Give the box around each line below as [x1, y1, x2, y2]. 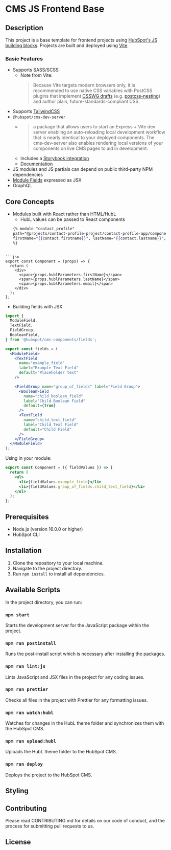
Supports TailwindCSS [12, 108, 60, 115]
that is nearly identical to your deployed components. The [33, 135, 155, 141]
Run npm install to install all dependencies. [12, 571, 105, 577]
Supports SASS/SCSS [12, 67, 59, 73]
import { [5, 313, 24, 319]
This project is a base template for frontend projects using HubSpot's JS [5, 37, 158, 43]
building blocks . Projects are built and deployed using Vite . [5, 42, 129, 49]
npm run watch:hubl [5, 709, 54, 715]
